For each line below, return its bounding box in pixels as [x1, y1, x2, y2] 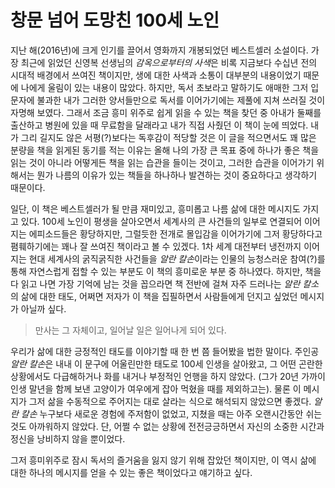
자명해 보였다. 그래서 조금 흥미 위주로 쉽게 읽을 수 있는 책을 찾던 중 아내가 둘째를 [10, 106, 322, 118]
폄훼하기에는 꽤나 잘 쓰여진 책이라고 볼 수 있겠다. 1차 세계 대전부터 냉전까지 [10, 240, 302, 252]
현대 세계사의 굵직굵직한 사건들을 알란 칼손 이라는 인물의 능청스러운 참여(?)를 [28, 252, 326, 265]
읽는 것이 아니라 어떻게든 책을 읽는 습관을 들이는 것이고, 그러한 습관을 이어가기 [10, 156, 315, 168]
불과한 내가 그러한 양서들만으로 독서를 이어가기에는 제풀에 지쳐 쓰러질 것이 [36, 94, 326, 106]
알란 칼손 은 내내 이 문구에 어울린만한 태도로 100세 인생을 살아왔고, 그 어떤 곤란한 [10, 357, 323, 370]
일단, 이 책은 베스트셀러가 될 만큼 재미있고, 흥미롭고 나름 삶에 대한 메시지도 [10, 202, 301, 215]
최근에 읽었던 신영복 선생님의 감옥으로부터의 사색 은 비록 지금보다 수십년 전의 [20, 56, 318, 68]
